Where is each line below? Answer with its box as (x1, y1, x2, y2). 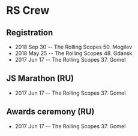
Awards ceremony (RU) (6, 107, 95, 117)
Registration (6, 28, 53, 38)
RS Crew (6, 4, 50, 17)
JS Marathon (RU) (6, 73, 74, 84)
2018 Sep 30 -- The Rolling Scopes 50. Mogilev (14, 43, 133, 50)
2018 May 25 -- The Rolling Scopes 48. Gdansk (14, 50, 133, 57)
